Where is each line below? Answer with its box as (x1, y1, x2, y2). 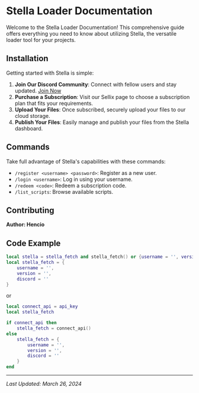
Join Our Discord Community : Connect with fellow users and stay (14, 81, 176, 88)
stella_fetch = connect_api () (17, 325, 92, 331)
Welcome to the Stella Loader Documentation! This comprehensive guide (6, 24, 185, 31)
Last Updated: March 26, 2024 (6, 381, 82, 388)
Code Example (6, 238, 61, 248)
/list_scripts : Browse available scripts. (14, 188, 114, 195)
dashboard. (14, 124, 43, 132)
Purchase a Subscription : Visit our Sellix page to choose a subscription (14, 93, 190, 100)
